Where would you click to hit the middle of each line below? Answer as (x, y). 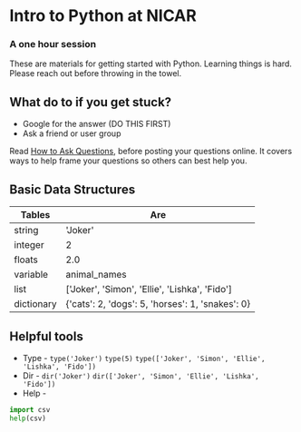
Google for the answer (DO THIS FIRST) (97, 124)
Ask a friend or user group (72, 133)
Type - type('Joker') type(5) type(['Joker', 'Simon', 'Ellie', (144, 358)
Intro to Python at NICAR (103, 16)
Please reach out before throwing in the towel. (96, 74)
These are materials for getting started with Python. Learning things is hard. (151, 64)
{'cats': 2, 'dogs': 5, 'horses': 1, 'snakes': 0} (158, 304)
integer (29, 245)
